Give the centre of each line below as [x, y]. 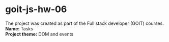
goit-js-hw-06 [36, 9]
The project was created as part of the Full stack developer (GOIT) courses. [84, 23]
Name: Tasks [19, 28]
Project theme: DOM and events [39, 34]
